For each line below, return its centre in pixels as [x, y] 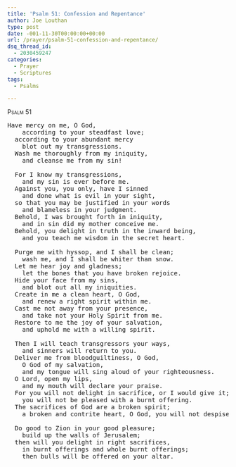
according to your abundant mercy [74, 139]
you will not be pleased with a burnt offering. [107, 400]
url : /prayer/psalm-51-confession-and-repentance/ [83, 40]
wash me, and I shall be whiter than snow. [98, 259]
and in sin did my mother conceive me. [91, 224]
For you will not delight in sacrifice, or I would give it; [122, 393]
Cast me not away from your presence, [81, 309]
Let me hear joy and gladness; [68, 266]
